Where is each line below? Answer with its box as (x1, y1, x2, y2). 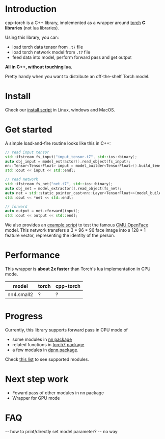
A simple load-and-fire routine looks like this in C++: (5, 140, 111, 146)
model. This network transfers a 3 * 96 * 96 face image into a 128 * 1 (5, 227, 146, 233)
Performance (5, 249, 60, 261)
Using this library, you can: (5, 34, 59, 40)
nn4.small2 (7, 291, 33, 298)
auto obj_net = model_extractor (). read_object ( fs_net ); (5, 186, 122, 191)
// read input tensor (5, 150, 50, 155)
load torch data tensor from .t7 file (12, 44, 83, 50)
